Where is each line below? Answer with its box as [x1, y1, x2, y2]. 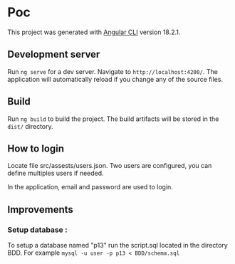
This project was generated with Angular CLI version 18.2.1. [7, 28, 181, 36]
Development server [7, 48, 100, 60]
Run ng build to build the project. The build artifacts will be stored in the [7, 115, 219, 123]
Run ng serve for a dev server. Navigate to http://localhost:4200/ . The [7, 67, 219, 75]
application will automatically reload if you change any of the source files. [7, 75, 223, 83]
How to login [7, 142, 65, 154]
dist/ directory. [7, 122, 53, 130]
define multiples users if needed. [7, 169, 105, 178]
